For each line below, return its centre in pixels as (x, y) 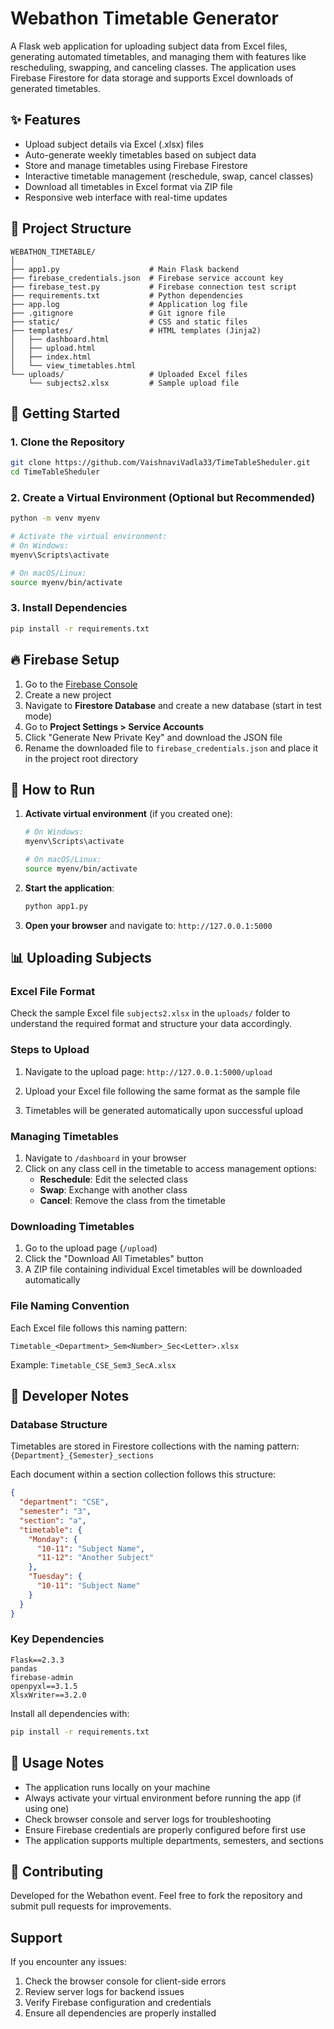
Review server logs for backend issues (104, 1992)
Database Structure (59, 1424)
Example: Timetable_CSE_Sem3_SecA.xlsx (93, 1364)
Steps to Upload (50, 1050)
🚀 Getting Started (65, 413)
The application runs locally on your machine (117, 1787)
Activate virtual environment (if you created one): (128, 814)
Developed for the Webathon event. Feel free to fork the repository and (156, 1896)
